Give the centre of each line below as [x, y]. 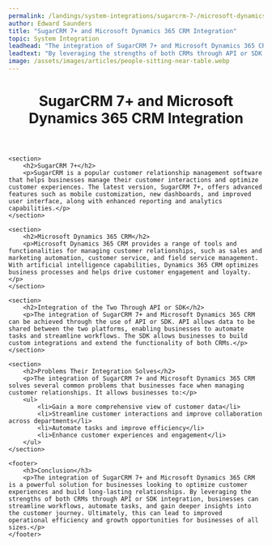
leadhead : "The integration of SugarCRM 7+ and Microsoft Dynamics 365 [132, 46]
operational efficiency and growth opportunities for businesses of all [134, 520]
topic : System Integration [54, 38]
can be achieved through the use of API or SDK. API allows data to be [132, 322]
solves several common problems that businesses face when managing [126, 386]
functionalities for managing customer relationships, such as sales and [136, 251]
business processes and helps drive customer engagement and [114, 272]
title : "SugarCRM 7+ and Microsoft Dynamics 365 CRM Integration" [123, 31]
